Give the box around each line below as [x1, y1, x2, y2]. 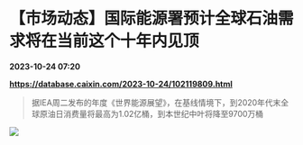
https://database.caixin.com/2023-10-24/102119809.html [9, 78, 233, 89]
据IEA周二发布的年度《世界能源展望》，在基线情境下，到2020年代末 [31, 96, 281, 108]
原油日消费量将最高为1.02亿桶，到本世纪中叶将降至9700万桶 [39, 108, 264, 119]
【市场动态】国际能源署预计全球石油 [9, 8, 279, 29]
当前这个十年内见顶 [57, 31, 200, 51]
